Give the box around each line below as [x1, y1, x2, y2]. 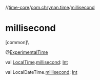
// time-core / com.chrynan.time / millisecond [5, 5, 95, 10]
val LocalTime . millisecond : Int [5, 59, 68, 65]
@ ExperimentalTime [5, 49, 48, 55]
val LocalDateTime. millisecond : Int [5, 69, 78, 75]
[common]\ [5, 39, 29, 45]
